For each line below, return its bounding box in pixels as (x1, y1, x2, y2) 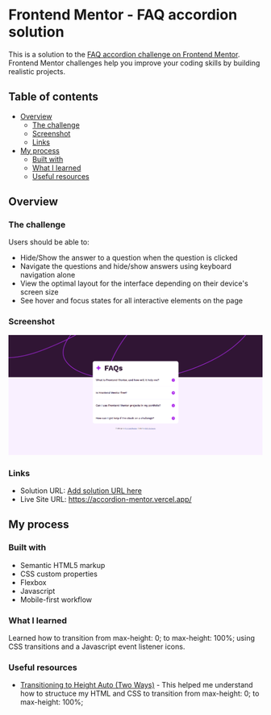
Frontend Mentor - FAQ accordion (8, 6, 238, 24)
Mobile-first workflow (19, 595, 93, 604)
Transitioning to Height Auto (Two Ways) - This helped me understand (19, 680, 253, 690)
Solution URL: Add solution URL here (19, 486, 143, 495)
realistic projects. (8, 66, 66, 76)
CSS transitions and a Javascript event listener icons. (8, 642, 186, 651)
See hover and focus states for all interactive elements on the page (19, 296, 244, 306)
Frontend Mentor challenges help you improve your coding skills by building (8, 58, 261, 68)
